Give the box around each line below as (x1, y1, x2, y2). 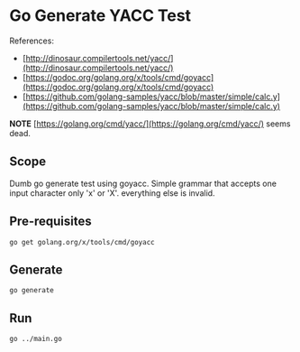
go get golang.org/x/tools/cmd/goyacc (9, 237, 155, 246)
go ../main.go (9, 335, 63, 344)
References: (9, 35, 54, 46)
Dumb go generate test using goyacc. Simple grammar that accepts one (9, 178, 277, 189)
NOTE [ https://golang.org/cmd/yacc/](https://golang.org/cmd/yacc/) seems (9, 118, 291, 129)
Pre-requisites (9, 214, 92, 229)
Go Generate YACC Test (9, 5, 192, 26)
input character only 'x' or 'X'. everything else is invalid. (9, 187, 215, 199)
